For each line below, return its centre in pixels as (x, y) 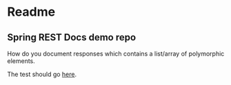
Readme (31, 12)
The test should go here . (42, 74)
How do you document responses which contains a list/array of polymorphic (116, 53)
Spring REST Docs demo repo (72, 37)
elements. (21, 61)
